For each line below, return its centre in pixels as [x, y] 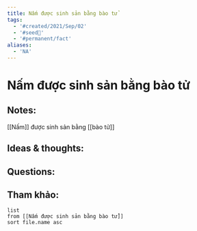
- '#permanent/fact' [42, 39]
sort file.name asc [35, 223]
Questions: [31, 172]
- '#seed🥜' [29, 32]
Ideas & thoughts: [45, 149]
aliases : [19, 45]
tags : [15, 20]
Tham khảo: [33, 195]
